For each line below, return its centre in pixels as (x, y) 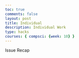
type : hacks (17, 32)
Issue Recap (17, 50)
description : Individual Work (36, 28)
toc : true (15, 9)
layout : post (18, 18)
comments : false (21, 14)
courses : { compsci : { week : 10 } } (40, 37)
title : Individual (24, 23)
